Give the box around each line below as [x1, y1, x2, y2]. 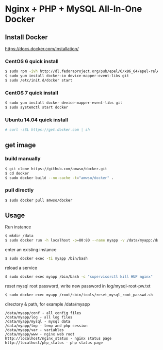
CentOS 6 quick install [5, 58, 59, 64]
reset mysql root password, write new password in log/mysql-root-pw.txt [5, 283, 151, 289]
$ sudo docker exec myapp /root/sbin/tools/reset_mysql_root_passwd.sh [5, 292, 153, 297]
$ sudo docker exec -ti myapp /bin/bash [5, 256, 88, 261]
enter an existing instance [5, 247, 57, 253]
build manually [5, 155, 41, 162]
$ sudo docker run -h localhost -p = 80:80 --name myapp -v [5, 238, 125, 243]
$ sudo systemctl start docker [5, 105, 68, 110]
